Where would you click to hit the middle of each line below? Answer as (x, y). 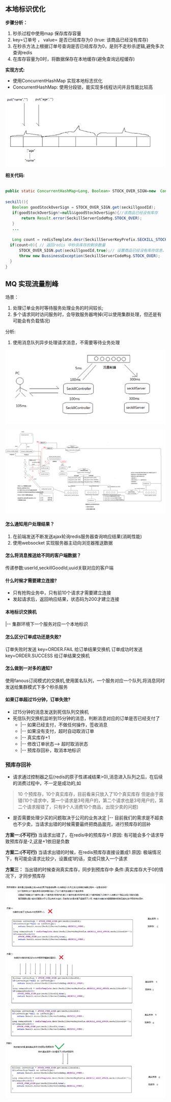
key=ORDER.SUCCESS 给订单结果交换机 (48, 656)
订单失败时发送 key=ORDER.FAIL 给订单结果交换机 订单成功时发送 (74, 649)
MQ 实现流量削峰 (32, 284)
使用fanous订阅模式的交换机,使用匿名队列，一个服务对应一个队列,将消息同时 (85, 680)
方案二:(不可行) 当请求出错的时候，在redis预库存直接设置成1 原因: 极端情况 (83, 852)
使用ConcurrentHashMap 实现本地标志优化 (58, 80)
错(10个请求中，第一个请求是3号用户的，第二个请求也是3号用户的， (88, 801)
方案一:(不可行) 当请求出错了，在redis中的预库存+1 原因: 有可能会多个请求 (82, 835)
